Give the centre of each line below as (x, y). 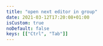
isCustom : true (25, 23)
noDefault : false (28, 28)
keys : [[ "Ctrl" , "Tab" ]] (37, 34)
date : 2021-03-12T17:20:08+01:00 (48, 17)
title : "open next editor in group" (52, 12)
